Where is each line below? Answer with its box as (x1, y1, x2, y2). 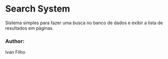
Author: (5, 37, 25, 44)
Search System (5, 3, 70, 15)
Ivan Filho (5, 49, 26, 55)
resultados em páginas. (5, 25, 54, 31)
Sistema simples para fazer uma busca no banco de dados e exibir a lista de (5, 20, 163, 26)
